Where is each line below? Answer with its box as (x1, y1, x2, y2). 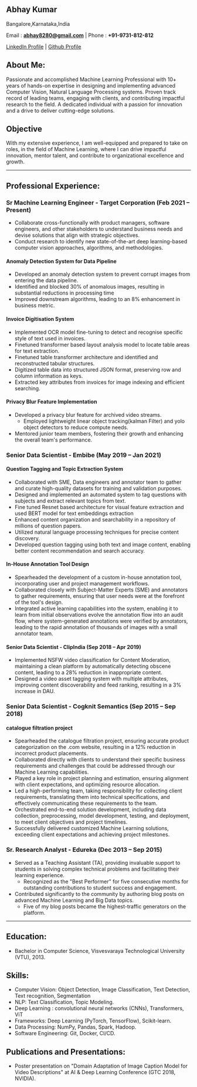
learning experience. (14, 871, 64, 878)
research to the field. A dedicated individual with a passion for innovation (6, 101, 183, 108)
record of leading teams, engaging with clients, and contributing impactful (6, 94, 185, 102)
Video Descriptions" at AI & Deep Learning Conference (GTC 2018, (14, 1069, 176, 1076)
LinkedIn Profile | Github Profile (6, 43, 81, 50)
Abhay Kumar (6, 5, 57, 15)
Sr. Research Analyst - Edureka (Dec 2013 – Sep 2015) (6, 846, 162, 854)
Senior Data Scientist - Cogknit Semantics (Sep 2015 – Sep (6, 703, 176, 711)
